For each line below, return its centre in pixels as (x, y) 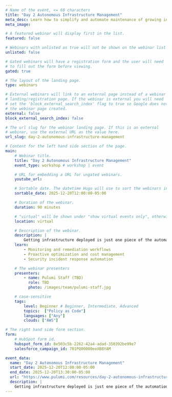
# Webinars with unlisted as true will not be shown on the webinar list (86, 48)
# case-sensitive (33, 297)
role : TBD (39, 283)
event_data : (18, 358)
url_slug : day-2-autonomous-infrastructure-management (65, 137)
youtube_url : (28, 179)
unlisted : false (23, 52)
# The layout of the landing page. (43, 80)
